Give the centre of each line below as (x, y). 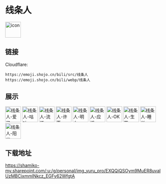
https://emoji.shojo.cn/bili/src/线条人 (47, 74)
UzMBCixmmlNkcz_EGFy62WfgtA (40, 176)
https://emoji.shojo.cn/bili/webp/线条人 (48, 80)
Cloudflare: (17, 64)
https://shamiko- (22, 165)
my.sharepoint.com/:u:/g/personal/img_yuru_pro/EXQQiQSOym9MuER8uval (83, 171)
